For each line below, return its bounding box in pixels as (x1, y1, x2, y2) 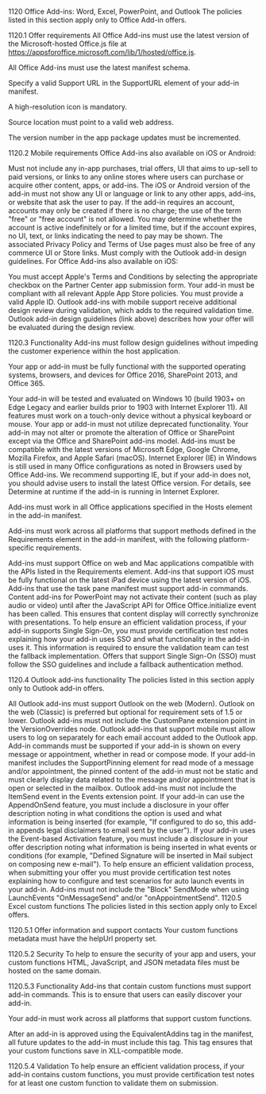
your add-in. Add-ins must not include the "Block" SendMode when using (8, 885, 249, 894)
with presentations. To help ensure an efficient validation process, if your (8, 617, 247, 627)
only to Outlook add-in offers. (8, 683, 105, 693)
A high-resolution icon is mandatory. (8, 102, 127, 111)
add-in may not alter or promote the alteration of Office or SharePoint (8, 428, 235, 437)
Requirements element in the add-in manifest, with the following (8, 535, 218, 543)
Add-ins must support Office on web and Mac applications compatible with (8, 559, 254, 567)
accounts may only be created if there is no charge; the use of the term (8, 206, 241, 215)
